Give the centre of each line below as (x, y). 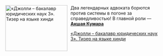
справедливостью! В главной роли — (111, 18)
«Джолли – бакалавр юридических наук (114, 33)
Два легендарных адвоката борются (110, 8)
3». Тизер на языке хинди (98, 39)
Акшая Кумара (87, 24)
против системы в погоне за (101, 13)
